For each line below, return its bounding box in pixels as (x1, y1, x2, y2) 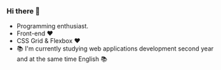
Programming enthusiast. (16, 22, 89, 30)
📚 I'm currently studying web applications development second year (16, 44, 214, 53)
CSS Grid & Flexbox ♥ (16, 37, 81, 45)
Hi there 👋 (6, 6, 41, 16)
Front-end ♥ (16, 29, 53, 37)
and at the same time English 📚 (16, 55, 108, 63)
